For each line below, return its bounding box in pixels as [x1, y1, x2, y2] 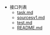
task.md [17, 10, 33, 15]
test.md [17, 20, 33, 25]
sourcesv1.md [17, 15, 45, 20]
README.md [17, 25, 43, 30]
